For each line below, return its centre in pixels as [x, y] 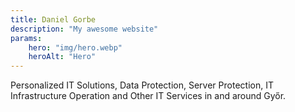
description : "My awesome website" [84, 29]
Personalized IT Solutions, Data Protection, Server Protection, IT [142, 85]
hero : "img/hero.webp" [75, 47]
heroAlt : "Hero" [62, 57]
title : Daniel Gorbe [53, 19]
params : [26, 38]
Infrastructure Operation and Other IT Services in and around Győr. [148, 96]
